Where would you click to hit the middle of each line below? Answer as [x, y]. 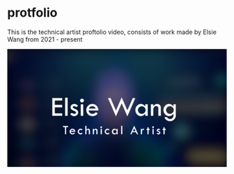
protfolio [32, 13]
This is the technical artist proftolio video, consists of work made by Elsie [112, 32]
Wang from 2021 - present [45, 39]
